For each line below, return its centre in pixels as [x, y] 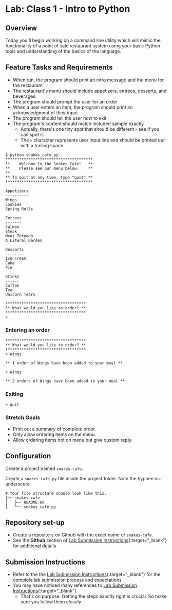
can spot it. [32, 134]
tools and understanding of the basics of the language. [63, 51]
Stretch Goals [23, 417]
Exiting [14, 394]
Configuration [28, 456]
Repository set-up [35, 522]
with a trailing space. [42, 145]
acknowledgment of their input [45, 112]
